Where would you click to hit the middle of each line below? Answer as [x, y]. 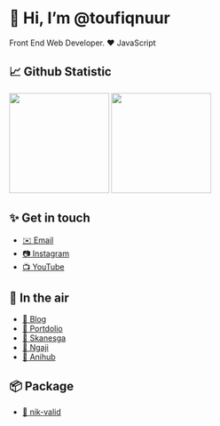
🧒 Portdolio [43, 329]
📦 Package [42, 386]
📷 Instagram [45, 253]
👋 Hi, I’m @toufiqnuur [90, 18]
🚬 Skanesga [44, 338]
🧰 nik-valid [42, 412]
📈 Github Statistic [61, 72]
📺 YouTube [43, 267]
